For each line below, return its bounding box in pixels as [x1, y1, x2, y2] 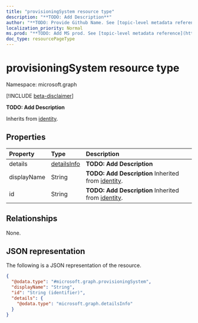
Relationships [6, 213, 58, 224]
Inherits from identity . [6, 115, 58, 122]
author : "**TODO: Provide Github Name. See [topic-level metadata [6, 19, 173, 25]
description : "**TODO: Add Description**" [6, 14, 112, 20]
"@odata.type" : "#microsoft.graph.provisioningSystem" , [11, 279, 151, 285]
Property [9, 150, 35, 158]
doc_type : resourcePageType [6, 36, 75, 42]
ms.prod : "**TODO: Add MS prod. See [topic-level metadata [6, 31, 154, 37]
